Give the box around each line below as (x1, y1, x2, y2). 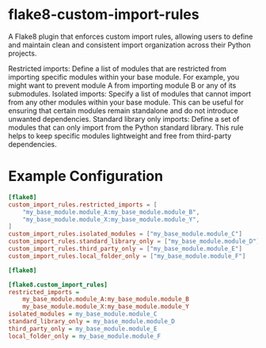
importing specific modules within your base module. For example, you (8, 72, 240, 81)
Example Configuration (8, 168, 164, 185)
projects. (8, 48, 37, 58)
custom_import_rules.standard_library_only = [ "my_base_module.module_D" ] (8, 237, 260, 246)
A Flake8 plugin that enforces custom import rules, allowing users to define (8, 32, 253, 41)
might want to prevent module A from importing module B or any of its (8, 81, 237, 90)
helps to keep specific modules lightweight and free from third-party (8, 130, 232, 140)
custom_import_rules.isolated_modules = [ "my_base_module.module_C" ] (8, 230, 243, 238)
